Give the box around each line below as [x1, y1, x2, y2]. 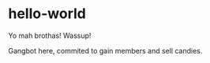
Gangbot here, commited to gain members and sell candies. [8, 46, 203, 55]
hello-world [8, 5, 87, 23]
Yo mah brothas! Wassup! [8, 31, 92, 40]
